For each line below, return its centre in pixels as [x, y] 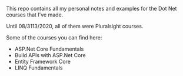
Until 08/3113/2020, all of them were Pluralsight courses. [75, 26]
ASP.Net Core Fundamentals [49, 49]
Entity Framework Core [42, 62]
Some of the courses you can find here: [54, 37]
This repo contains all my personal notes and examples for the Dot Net [91, 9]
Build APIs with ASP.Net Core [50, 55]
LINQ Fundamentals [39, 68]
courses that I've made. [35, 15]
